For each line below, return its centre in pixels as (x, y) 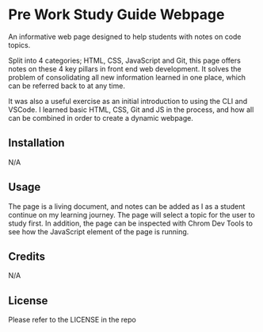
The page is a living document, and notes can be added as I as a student (127, 206)
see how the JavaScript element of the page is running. (99, 231)
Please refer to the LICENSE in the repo (72, 320)
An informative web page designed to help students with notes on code (125, 37)
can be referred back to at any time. (67, 86)
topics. (19, 44)
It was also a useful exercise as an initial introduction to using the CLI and (128, 101)
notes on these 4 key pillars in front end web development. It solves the (125, 68)
